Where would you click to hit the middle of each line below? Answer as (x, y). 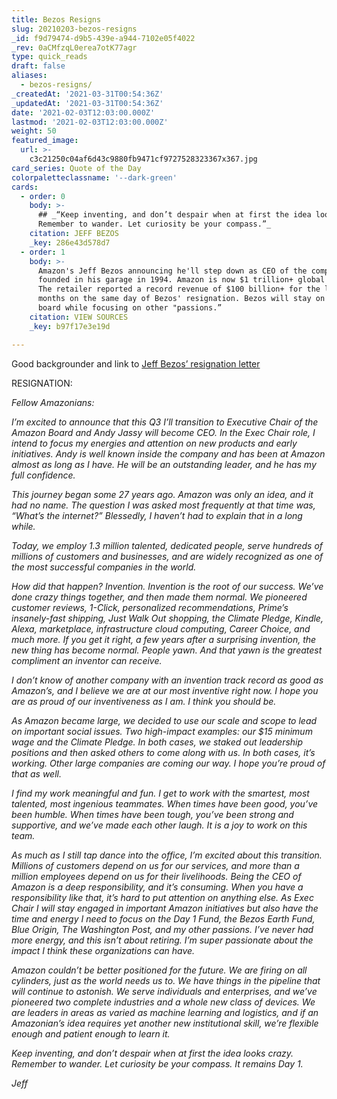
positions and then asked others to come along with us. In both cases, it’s (163, 752)
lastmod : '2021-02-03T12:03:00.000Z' (90, 122)
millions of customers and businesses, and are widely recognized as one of (167, 556)
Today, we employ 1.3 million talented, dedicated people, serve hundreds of (167, 545)
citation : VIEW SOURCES (79, 317)
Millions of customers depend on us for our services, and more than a (155, 865)
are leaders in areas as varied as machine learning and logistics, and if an (165, 1012)
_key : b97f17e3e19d (70, 326)
